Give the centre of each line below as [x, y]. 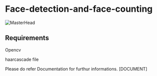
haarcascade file [22, 59]
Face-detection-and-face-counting [79, 9]
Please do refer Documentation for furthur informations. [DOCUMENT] [76, 69]
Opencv [13, 50]
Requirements [27, 38]
